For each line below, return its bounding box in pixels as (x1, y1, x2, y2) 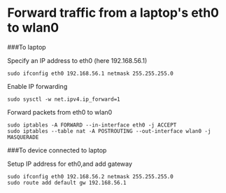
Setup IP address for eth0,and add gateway (7, 159, 133, 168)
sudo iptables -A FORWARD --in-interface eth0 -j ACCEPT (7, 121, 177, 129)
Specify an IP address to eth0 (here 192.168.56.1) (7, 56, 148, 64)
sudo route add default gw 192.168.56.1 (7, 179, 127, 186)
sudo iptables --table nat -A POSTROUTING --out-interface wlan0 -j (7, 127, 211, 134)
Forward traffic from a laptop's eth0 (7, 5, 219, 21)
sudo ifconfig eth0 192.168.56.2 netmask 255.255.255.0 (7, 173, 174, 180)
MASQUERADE (7, 134, 39, 141)
